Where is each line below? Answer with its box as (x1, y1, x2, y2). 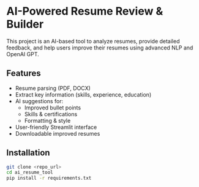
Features (6, 68, 41, 79)
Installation (6, 148, 50, 158)
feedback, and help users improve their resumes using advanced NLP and (6, 44, 193, 51)
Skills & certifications (24, 110, 78, 117)
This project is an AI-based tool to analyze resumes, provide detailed (6, 37, 180, 45)
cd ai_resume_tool (6, 169, 53, 175)
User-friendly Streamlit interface (15, 123, 97, 131)
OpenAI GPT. (6, 50, 40, 57)
